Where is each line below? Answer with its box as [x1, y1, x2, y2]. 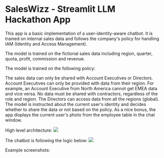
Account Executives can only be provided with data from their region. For [5, 80, 154, 86]
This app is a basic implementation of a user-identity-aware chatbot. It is [5, 30, 153, 36]
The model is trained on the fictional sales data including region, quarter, [5, 51, 153, 56]
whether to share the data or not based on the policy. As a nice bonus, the [5, 106, 156, 112]
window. [5, 117, 22, 123]
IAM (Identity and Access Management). [5, 41, 87, 47]
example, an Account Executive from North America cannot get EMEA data [5, 85, 158, 91]
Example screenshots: [5, 147, 50, 153]
